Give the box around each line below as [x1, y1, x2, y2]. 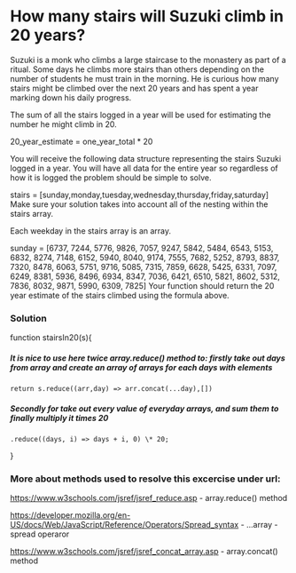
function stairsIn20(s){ [10, 332, 92, 343]
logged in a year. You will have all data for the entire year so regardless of [10, 163, 278, 173]
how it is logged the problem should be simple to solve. [10, 171, 212, 183]
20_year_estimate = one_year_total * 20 [10, 136, 153, 147]
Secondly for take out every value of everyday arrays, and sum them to [10, 402, 279, 414]
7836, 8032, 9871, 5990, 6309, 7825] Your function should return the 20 [10, 280, 275, 290]
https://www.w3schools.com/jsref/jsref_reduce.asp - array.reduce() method [10, 493, 288, 504]
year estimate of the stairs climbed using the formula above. [10, 290, 230, 300]
